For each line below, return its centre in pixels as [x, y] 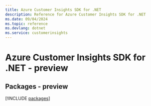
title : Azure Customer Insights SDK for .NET [53, 10]
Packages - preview [37, 86]
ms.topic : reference [27, 24]
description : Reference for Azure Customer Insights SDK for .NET [75, 14]
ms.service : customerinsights [37, 33]
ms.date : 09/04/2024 [27, 19]
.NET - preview [37, 68]
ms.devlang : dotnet [25, 28]
